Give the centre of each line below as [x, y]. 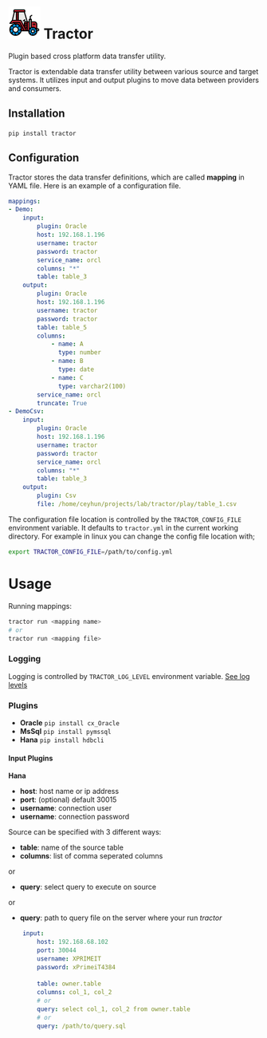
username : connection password [75, 817]
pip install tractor [43, 133]
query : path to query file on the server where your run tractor [121, 918]
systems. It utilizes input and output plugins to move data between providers [133, 80]
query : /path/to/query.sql [82, 1026]
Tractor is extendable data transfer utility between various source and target [133, 71]
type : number [80, 353]
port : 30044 [57, 950]
